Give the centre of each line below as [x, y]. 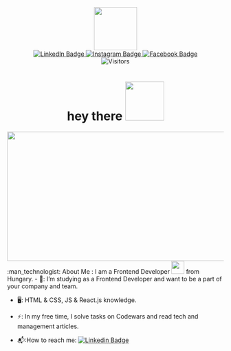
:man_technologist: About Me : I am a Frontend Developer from [103, 271]
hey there [95, 116]
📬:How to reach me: [47, 340]
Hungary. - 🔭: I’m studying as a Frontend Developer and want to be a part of [114, 279]
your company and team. [43, 286]
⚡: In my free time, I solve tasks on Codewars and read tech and [108, 316]
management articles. [48, 326]
